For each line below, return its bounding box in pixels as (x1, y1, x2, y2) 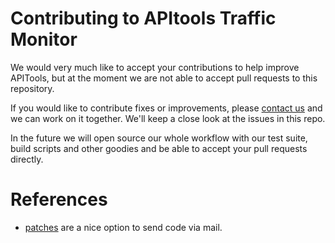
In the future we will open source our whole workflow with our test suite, (10, 132, 308, 144)
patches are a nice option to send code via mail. (24, 221, 223, 233)
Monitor (10, 28, 78, 51)
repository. (10, 82, 55, 94)
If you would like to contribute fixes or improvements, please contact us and (10, 102, 323, 114)
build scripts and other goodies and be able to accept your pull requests (10, 142, 308, 154)
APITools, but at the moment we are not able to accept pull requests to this (10, 72, 318, 84)
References (10, 188, 108, 211)
